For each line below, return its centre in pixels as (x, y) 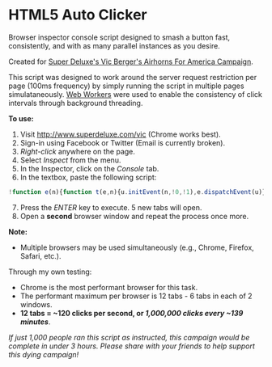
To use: (21, 118)
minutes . (35, 322)
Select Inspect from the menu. (70, 160)
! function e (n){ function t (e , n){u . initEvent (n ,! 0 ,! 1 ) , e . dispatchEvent (130, 192)
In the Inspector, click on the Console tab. (89, 168)
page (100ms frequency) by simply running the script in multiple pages (126, 86)
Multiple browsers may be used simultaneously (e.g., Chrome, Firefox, (137, 247)
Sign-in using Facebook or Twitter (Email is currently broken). (122, 142)
